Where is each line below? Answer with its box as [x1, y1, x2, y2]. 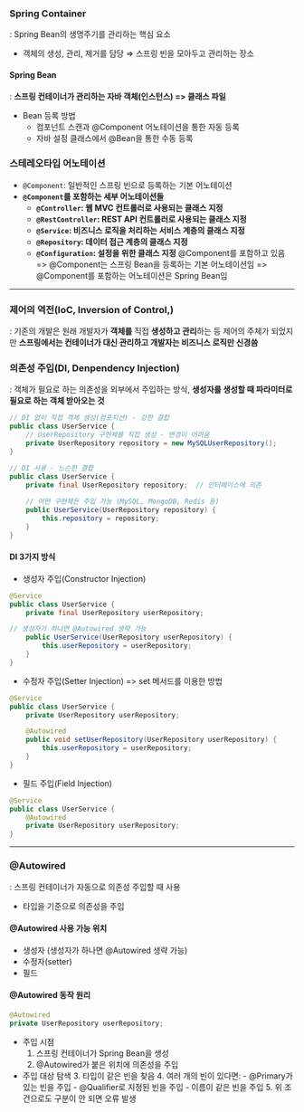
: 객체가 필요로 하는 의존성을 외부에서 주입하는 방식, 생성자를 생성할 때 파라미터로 [9, 384, 293, 395]
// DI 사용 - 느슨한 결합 [9, 463, 94, 472]
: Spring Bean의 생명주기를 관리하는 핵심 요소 [9, 29, 171, 40]
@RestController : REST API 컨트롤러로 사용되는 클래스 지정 [35, 214, 247, 224]
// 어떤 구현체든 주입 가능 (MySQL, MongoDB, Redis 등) [25, 497, 220, 507]
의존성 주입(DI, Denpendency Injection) [9, 362, 181, 375]
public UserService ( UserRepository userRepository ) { [25, 632, 233, 642]
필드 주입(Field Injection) [22, 777, 113, 789]
